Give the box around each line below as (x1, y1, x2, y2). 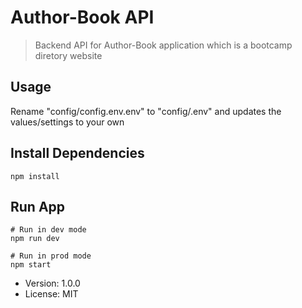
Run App (10, 198, 66, 215)
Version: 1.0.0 (24, 277, 81, 290)
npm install (10, 171, 60, 181)
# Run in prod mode (10, 251, 92, 261)
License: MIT (24, 288, 79, 300)
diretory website (34, 49, 103, 61)
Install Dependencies (10, 145, 145, 162)
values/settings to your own (10, 116, 125, 128)
